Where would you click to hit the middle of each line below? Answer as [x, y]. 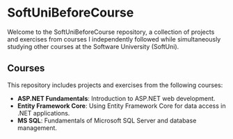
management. [37, 128]
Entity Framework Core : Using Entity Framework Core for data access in [121, 106]
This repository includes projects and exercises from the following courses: [115, 85]
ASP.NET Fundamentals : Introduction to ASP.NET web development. [116, 98]
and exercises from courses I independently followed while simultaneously [114, 39]
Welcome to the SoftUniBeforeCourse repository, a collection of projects [111, 32]
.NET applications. [43, 113]
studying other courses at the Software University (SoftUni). [93, 46]
